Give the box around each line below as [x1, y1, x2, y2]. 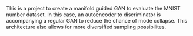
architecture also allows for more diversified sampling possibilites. [6, 23, 167, 30]
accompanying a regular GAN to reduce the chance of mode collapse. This [6, 17, 188, 24]
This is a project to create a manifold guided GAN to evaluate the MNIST [6, 5, 181, 12]
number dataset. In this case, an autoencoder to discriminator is [6, 11, 161, 18]
